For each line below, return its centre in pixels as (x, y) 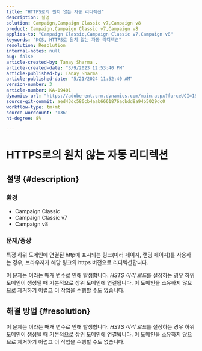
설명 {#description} (43, 179)
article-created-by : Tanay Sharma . (52, 62)
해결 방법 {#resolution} (48, 311)
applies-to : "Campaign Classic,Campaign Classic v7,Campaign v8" (90, 34)
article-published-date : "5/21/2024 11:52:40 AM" (70, 79)
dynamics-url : (24, 96)
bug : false (20, 57)
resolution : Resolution (36, 46)
